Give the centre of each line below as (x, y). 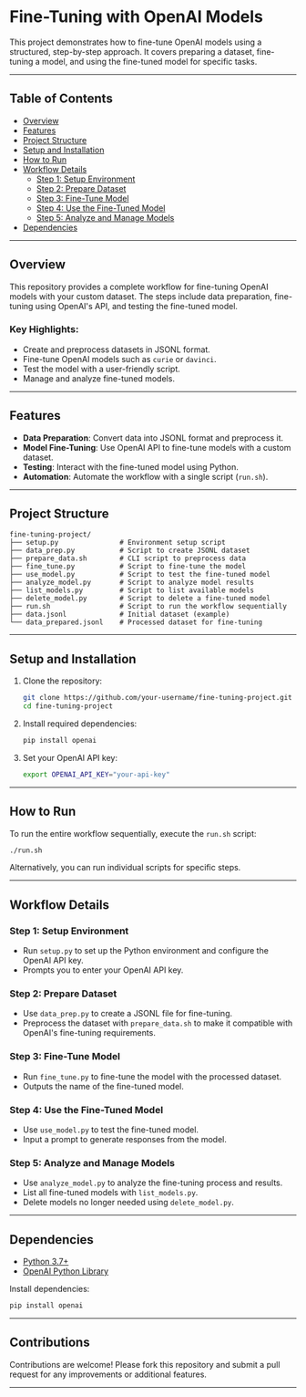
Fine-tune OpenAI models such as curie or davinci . (119, 359)
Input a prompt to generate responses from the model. (125, 1140)
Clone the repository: (62, 681)
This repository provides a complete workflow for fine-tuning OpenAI (139, 287)
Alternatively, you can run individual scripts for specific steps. (125, 868)
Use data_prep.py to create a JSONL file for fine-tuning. (127, 1014)
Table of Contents (61, 99)
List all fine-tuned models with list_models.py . (110, 1193)
